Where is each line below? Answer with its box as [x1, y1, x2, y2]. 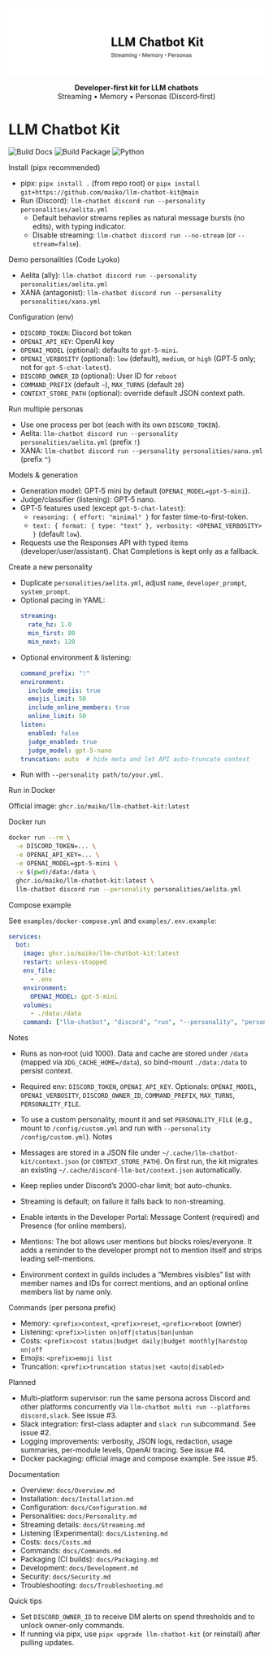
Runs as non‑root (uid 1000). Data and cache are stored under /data [19, 1048, 249, 1059]
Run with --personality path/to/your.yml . [19, 769, 163, 779]
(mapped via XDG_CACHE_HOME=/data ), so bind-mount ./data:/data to [19, 1057, 248, 1067]
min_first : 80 [28, 629, 76, 638]
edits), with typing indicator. [32, 222, 126, 232]
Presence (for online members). [19, 1221, 128, 1230]
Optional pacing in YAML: [19, 595, 106, 605]
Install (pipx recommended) [8, 163, 101, 172]
